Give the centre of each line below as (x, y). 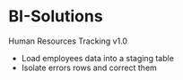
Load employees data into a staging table (97, 58)
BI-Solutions (56, 16)
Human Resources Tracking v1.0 (68, 41)
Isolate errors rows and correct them (89, 68)
